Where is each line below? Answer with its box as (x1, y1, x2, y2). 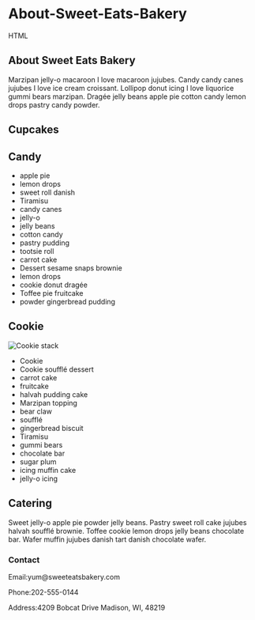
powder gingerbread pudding (19, 297, 116, 306)
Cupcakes (8, 123, 59, 137)
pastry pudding (19, 238, 69, 248)
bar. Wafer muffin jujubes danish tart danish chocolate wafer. (8, 535, 207, 544)
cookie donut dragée (19, 280, 88, 289)
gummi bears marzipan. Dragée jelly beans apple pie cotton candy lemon (8, 92, 246, 101)
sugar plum (19, 456, 57, 467)
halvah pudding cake (19, 389, 88, 399)
